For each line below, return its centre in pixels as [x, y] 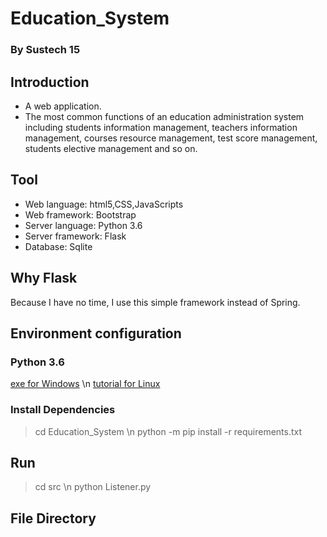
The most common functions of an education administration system [164, 116]
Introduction [50, 82]
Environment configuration [96, 333]
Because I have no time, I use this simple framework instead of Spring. [155, 302]
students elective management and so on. [111, 148]
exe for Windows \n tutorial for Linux [85, 384]
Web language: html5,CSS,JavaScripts [104, 204]
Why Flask [44, 278]
